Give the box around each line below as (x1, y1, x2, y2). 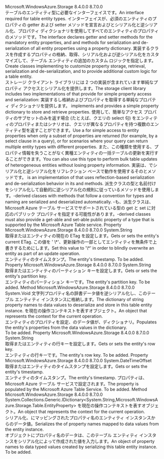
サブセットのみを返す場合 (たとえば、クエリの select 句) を (18, 115, 137, 121)
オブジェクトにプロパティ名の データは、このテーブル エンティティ (5, 432, 139, 438)
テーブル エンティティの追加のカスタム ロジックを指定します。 (30, 58, 156, 63)
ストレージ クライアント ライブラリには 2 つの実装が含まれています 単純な (5, 79, 154, 85)
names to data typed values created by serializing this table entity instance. (5, 444, 158, 450)
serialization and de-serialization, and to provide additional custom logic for (5, 69, 158, 74)
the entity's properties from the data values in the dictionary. (5, 324, 127, 330)
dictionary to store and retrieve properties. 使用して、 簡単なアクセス (5, 109, 143, 115)
